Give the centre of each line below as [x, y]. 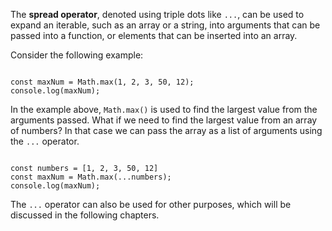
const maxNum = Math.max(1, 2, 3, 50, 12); [102, 82]
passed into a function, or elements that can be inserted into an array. [154, 35]
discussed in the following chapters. [85, 215]
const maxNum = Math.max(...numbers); [91, 177]
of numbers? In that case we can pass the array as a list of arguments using [166, 130]
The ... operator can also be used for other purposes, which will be [151, 204]
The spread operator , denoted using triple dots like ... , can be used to [157, 14]
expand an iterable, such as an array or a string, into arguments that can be [165, 25]
